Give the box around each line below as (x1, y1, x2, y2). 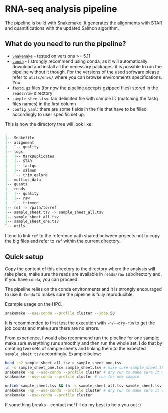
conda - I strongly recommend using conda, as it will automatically (12, 58, 148, 64)
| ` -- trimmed (5, 200, 39, 205)
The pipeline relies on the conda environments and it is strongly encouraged (5, 286, 162, 292)
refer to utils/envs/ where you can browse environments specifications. (12, 74, 162, 80)
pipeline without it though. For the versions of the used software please (12, 69, 160, 75)
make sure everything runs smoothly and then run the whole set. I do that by (5, 340, 162, 346)
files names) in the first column (12, 101, 76, 107)
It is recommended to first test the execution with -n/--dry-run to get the (5, 320, 155, 326)
